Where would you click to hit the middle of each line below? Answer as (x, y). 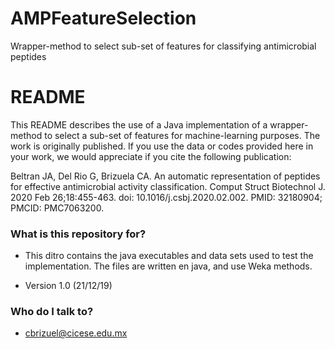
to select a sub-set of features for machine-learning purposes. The (182, 135)
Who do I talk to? (52, 312)
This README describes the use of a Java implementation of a (139, 124)
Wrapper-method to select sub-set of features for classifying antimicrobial (163, 46)
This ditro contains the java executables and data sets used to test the (169, 256)
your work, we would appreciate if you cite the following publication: (151, 156)
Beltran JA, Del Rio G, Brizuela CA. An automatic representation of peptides (165, 176)
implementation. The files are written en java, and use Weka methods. (168, 266)
